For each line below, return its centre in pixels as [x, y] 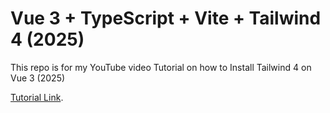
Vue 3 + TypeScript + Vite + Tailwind [166, 18]
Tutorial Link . [37, 97]
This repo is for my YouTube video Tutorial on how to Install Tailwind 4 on [161, 67]
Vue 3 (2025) [38, 78]
